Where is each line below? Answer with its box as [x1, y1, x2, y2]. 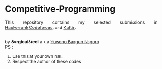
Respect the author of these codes [12, 58, 81, 64]
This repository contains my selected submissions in [5, 19, 158, 25]
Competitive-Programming [5, 3, 116, 14]
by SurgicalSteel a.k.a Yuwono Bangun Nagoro [5, 39, 99, 44]
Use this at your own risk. [12, 53, 63, 59]
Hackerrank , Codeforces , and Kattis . [5, 24, 76, 30]
